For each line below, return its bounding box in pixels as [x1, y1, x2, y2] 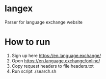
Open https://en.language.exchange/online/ [11, 57, 100, 64]
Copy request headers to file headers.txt [11, 63, 94, 69]
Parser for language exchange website [4, 19, 83, 25]
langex [4, 3, 33, 14]
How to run [4, 36, 51, 48]
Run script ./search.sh [11, 68, 57, 74]
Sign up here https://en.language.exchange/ [11, 53, 101, 58]
